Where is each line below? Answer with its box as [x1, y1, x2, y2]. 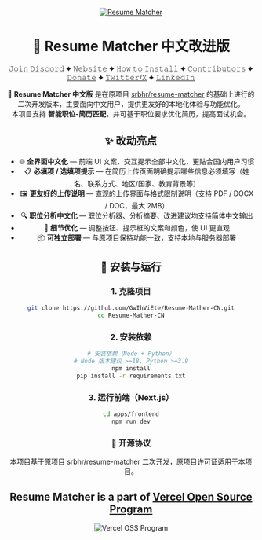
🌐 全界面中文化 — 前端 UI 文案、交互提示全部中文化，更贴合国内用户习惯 [19, 156, 255, 166]
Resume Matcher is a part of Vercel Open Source [9, 490, 253, 503]
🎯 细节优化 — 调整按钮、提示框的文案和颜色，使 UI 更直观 [43, 222, 231, 232]
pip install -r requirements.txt [76, 372, 186, 380]
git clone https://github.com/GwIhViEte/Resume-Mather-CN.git [27, 304, 235, 312]
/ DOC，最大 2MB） [104, 200, 169, 210]
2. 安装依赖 [110, 332, 152, 343]
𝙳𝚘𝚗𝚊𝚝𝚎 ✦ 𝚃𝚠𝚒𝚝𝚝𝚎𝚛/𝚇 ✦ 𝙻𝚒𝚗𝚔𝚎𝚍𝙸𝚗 [67, 72, 195, 82]
